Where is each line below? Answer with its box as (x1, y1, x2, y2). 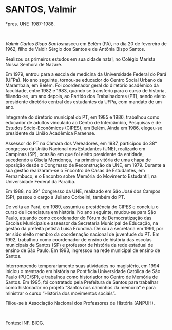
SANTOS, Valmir (5, 4, 77, 15)
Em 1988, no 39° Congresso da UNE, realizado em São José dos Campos (5, 188, 161, 195)
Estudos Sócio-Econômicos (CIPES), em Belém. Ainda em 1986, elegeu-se (5, 125, 163, 131)
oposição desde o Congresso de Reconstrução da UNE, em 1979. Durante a (5, 162, 165, 168)
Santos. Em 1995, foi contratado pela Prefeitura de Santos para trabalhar (5, 279, 159, 285)
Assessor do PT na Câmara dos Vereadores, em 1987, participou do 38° (5, 140, 157, 146)
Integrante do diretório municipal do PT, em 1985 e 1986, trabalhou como (5, 114, 160, 120)
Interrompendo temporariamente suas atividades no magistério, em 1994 (5, 263, 160, 269)
